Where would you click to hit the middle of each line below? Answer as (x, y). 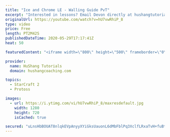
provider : (16, 61)
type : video (18, 24)
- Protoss (20, 89)
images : (13, 98)
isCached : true (30, 117)
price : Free (18, 29)
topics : (13, 80)
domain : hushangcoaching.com (40, 71)
